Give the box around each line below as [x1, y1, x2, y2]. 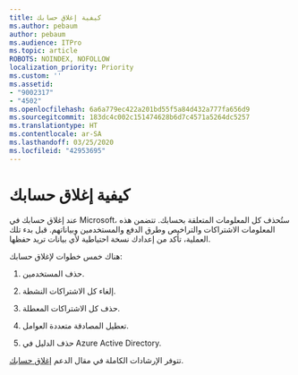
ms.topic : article [9, 47, 78, 55]
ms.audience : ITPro [9, 38, 82, 47]
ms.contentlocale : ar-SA [9, 130, 102, 139]
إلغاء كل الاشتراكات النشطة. [21, 286, 116, 296]
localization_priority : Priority [9, 64, 134, 72]
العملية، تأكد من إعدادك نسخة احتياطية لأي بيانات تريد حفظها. [9, 234, 211, 244]
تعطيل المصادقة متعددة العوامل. [21, 320, 130, 331]
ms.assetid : [9, 80, 54, 89]
